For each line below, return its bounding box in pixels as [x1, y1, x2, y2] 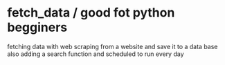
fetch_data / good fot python [7, 5, 175, 21]
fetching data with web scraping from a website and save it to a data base [7, 42, 218, 50]
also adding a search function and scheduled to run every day [7, 50, 185, 58]
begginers [7, 19, 68, 35]
